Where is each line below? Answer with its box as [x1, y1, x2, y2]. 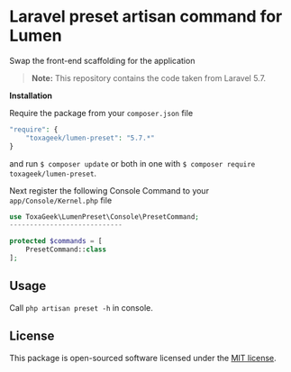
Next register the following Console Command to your [9, 185, 210, 195]
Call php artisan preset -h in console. [9, 302, 153, 313]
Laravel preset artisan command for [9, 6, 283, 27]
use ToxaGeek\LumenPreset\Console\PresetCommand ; [9, 212, 200, 222]
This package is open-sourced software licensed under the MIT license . [9, 352, 277, 363]
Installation [9, 90, 52, 101]
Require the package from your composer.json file [9, 107, 194, 118]
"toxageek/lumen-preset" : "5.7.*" [25, 133, 155, 142]
